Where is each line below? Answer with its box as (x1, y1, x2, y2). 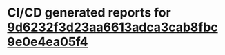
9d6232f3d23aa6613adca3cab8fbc (7, 19, 219, 35)
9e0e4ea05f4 (7, 34, 88, 49)
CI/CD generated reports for (7, 5, 171, 21)
